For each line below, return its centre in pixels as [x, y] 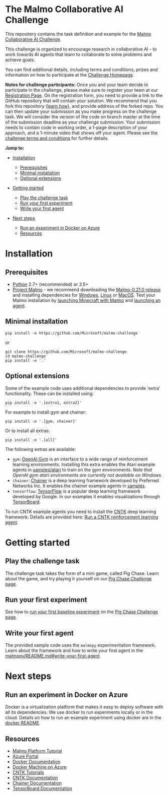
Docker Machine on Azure [39, 767]
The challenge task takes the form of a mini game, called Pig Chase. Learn [82, 573]
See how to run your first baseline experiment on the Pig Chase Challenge [81, 612]
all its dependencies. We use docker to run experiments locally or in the [79, 712]
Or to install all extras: [28, 430]
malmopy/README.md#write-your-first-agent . [53, 656]
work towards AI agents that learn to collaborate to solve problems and [78, 54]
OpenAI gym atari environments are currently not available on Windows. [87, 475]
